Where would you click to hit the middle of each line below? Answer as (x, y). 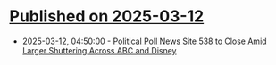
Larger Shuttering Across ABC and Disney (99, 50)
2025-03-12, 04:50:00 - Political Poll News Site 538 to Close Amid (144, 41)
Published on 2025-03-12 (107, 16)
